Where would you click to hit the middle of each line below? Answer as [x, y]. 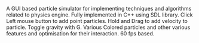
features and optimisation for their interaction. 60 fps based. [80, 34]
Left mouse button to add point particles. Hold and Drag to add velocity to [97, 21]
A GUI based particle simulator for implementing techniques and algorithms [99, 9]
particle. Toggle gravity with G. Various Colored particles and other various [98, 27]
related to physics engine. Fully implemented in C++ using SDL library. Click [99, 15]
